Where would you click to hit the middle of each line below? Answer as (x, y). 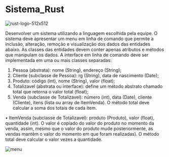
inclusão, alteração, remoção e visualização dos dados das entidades (78, 44)
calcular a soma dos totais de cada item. (55, 108)
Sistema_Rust (35, 9)
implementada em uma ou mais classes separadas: (59, 60)
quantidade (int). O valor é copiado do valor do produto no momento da (80, 123)
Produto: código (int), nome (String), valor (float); (64, 81)
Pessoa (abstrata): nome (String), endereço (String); (67, 70)
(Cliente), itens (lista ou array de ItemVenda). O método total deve (81, 102)
